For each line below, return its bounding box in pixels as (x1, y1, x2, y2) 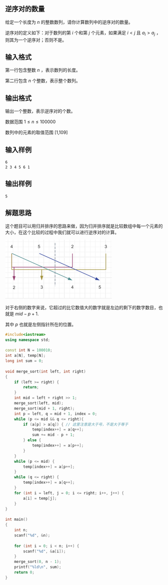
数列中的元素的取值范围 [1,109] (5, 129, 68, 135)
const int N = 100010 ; (5, 348, 52, 353)
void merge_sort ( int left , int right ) (5, 369, 86, 374)
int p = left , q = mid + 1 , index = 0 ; (14, 411, 97, 416)
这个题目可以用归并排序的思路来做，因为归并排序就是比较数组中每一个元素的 (5, 223, 163, 229)
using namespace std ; (5, 337, 50, 342)
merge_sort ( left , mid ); (14, 401, 64, 406)
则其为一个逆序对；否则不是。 (5, 37, 66, 43)
